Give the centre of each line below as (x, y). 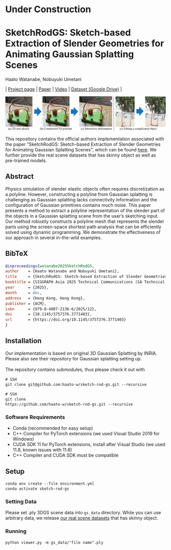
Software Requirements (35, 417)
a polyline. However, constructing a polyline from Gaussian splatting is (79, 194)
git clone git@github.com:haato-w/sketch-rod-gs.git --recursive (76, 384)
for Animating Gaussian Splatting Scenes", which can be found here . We (81, 149)
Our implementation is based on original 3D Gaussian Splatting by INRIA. (81, 353)
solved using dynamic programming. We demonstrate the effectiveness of (83, 232)
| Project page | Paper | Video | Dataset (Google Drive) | (64, 89)
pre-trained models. (26, 160)
